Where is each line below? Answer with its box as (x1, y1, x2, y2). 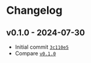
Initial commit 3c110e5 (14, 43, 69, 50)
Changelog (6, 4, 63, 17)
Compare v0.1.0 (14, 50, 56, 57)
